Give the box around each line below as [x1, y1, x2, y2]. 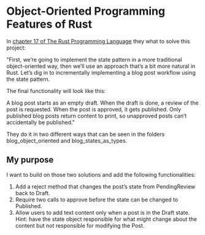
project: [6, 44, 26, 51]
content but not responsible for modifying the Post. [15, 222, 145, 229]
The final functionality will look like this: [6, 87, 106, 94]
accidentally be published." [6, 118, 75, 126]
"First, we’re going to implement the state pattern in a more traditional [6, 56, 182, 63]
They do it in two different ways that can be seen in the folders [6, 130, 165, 138]
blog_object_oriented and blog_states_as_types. [6, 136, 128, 144]
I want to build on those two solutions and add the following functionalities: [6, 171, 196, 178]
